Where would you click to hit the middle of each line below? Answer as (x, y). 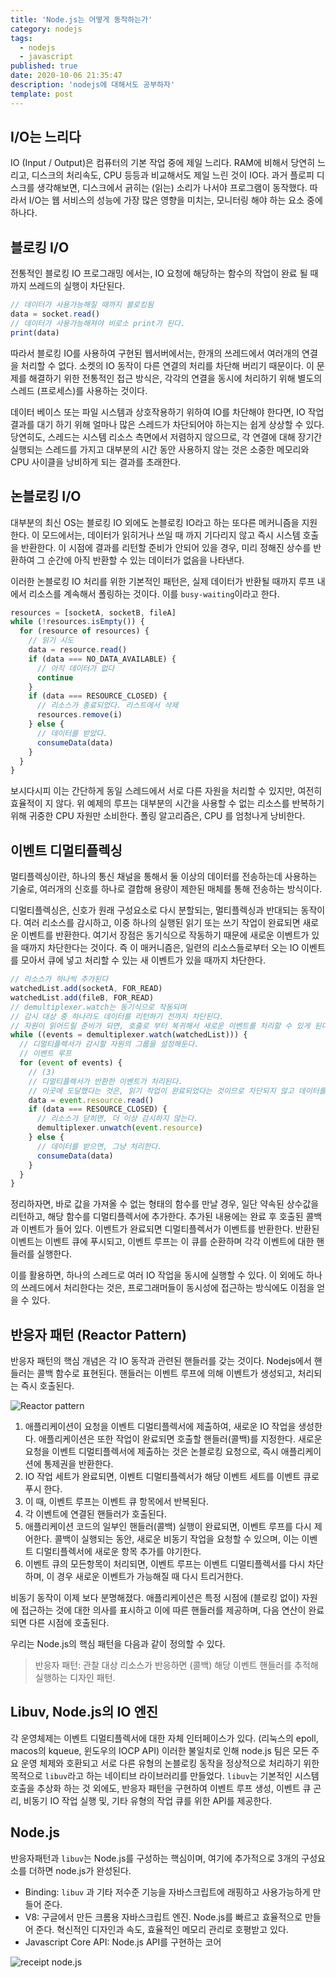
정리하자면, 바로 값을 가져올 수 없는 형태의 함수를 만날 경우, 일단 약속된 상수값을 (165, 1204)
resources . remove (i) (79, 715)
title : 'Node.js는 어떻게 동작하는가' (81, 19)
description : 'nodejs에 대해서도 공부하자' (93, 85)
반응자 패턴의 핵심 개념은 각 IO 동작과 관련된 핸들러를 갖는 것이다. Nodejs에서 (161, 1361)
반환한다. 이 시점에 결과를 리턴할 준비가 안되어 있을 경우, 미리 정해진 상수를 (166, 547)
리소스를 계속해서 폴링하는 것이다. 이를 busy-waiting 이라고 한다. (154, 593)
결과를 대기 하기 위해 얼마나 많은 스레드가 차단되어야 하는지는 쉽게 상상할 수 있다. (167, 424)
